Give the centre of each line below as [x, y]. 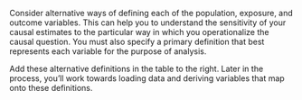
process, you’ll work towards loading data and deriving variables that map [147, 78]
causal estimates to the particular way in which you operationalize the [139, 32]
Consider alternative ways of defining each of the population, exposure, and [151, 13]
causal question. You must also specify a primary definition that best [137, 41]
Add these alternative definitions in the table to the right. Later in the [137, 68]
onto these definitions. [51, 88]
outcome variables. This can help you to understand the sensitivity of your [148, 23]
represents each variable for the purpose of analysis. [108, 51]
